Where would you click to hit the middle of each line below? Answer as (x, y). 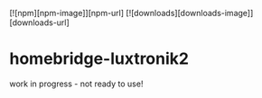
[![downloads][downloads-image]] (190, 13)
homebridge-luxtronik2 (99, 59)
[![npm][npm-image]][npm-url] (67, 13)
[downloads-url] (39, 22)
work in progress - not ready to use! (76, 84)
